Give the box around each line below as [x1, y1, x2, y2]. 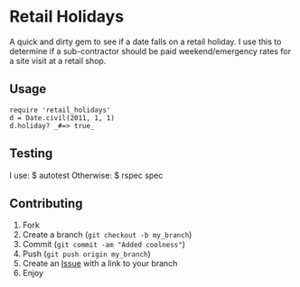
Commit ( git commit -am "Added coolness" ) [22, 239, 185, 250]
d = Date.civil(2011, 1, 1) [9, 113, 116, 123]
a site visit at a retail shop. [9, 55, 107, 66]
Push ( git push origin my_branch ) [22, 248, 151, 259]
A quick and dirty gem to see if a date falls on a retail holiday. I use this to [9, 36, 282, 47]
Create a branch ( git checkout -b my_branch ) [22, 229, 192, 240]
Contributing [9, 196, 83, 211]
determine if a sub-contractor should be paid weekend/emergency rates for [9, 45, 292, 56]
